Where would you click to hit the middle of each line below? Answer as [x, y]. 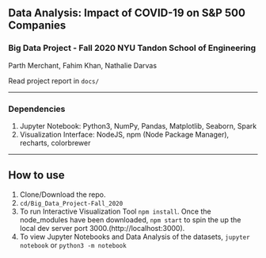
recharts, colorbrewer [55, 143]
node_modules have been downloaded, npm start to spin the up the [130, 219]
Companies [37, 26]
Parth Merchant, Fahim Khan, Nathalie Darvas [82, 65]
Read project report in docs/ [54, 81]
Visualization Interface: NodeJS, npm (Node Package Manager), [124, 134]
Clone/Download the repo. [63, 194]
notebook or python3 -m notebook [73, 245]
